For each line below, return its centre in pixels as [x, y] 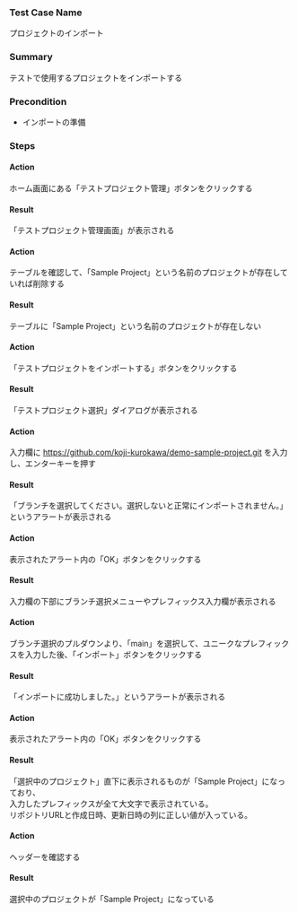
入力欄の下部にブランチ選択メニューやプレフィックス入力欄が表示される [143, 601]
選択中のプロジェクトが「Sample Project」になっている [112, 900]
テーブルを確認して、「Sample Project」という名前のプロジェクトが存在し [145, 273]
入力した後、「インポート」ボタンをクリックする [113, 655]
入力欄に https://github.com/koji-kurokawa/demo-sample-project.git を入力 [149, 452]
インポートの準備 [54, 122]
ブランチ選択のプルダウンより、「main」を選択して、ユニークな [126, 644]
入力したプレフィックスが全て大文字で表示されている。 [111, 804]
